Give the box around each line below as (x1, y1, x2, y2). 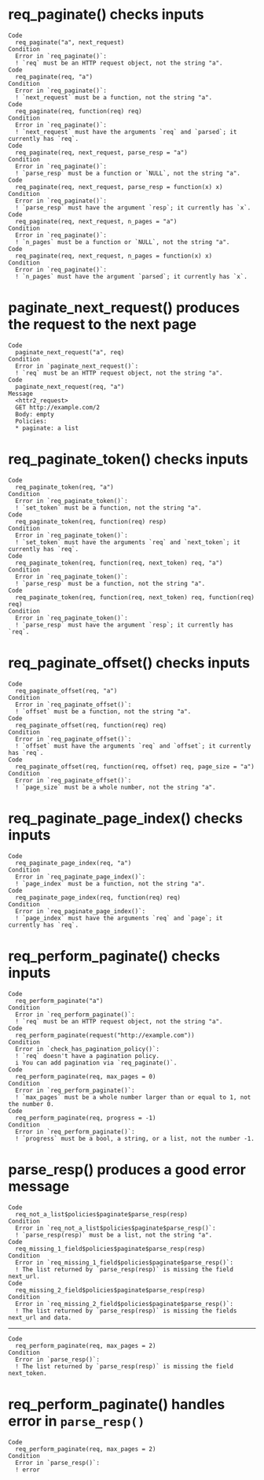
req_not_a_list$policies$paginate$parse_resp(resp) (15, 1210, 189, 1218)
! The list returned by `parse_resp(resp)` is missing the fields (15, 1307, 237, 1315)
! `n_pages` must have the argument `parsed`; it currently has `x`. (15, 272, 247, 280)
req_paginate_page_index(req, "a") (15, 859, 132, 867)
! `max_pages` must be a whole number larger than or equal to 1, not (15, 1093, 251, 1101)
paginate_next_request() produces (8, 299, 240, 316)
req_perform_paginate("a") (15, 997, 104, 1005)
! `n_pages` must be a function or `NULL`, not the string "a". (15, 238, 230, 246)
